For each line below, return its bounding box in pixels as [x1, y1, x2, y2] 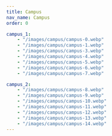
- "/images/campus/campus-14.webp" [17, 120, 107, 127]
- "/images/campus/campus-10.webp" [17, 98, 107, 105]
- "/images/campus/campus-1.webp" [17, 42, 104, 48]
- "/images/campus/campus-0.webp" [17, 37, 104, 43]
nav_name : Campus [6, 15, 50, 21]
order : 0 [6, 20, 28, 26]
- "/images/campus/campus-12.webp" [17, 109, 107, 115]
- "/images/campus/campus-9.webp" [17, 92, 104, 99]
